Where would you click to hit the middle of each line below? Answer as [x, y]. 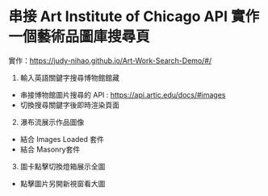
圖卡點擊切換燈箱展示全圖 [63, 166]
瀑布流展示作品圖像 [52, 122]
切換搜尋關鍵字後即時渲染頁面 [69, 105]
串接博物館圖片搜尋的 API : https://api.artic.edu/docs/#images [123, 94]
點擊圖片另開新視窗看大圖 [63, 183]
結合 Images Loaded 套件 [62, 139]
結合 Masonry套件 [50, 149]
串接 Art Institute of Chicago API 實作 [134, 17]
